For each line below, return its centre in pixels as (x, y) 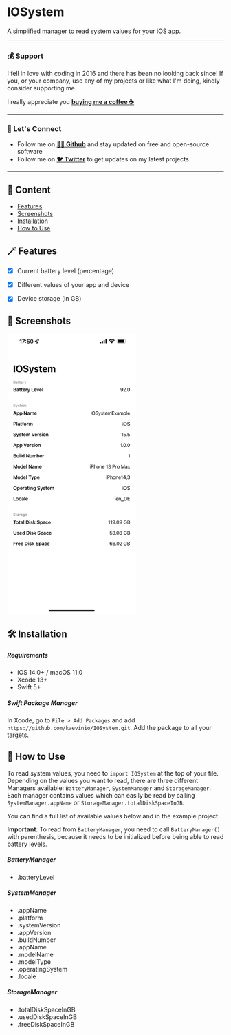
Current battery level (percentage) (66, 271)
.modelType (34, 962)
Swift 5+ (29, 687)
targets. (18, 735)
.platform (30, 918)
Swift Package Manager (42, 703)
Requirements (27, 655)
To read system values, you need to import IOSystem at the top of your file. (113, 773)
